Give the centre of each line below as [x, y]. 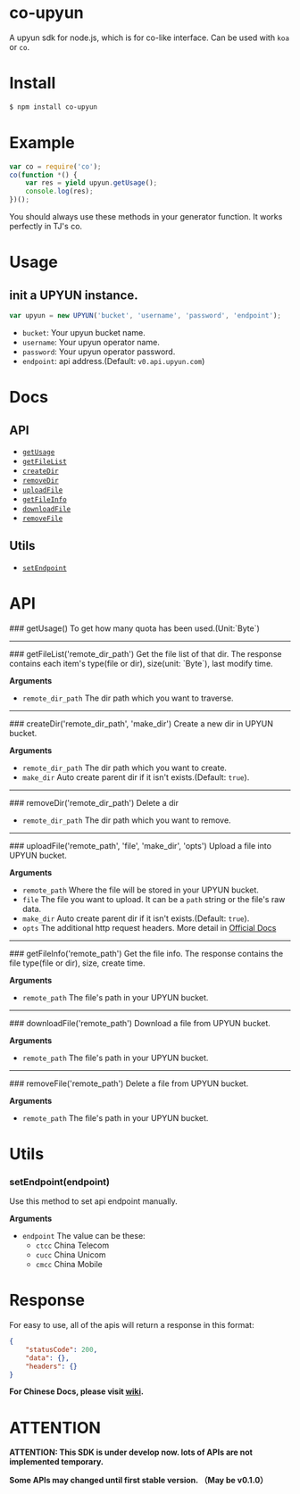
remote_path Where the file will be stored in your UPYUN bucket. [140, 890]
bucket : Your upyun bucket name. [83, 332]
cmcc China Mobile [69, 1265]
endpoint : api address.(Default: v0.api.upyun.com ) [113, 361]
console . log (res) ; [59, 191]
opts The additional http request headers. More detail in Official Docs [149, 927]
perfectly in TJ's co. [46, 227]
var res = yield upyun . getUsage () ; [92, 183]
